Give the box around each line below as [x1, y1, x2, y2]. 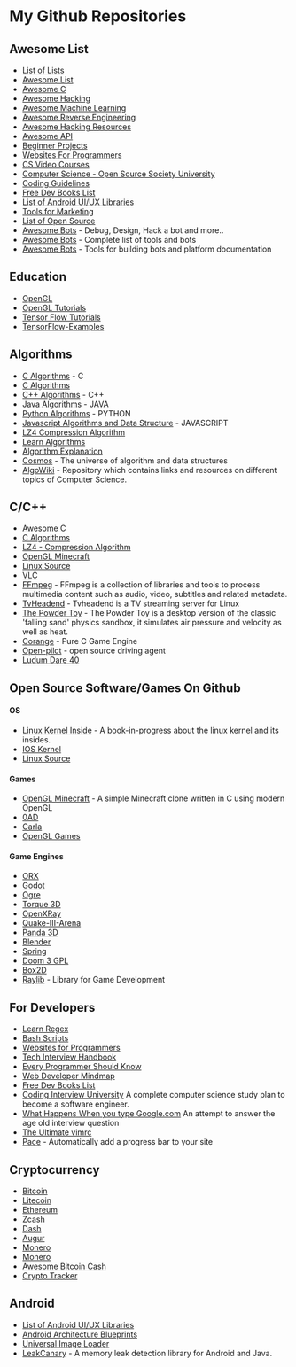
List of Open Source [21, 215, 96, 226]
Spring [21, 946, 47, 957]
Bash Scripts [21, 1033, 69, 1044]
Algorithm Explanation [21, 446, 104, 456]
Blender [21, 936, 51, 947]
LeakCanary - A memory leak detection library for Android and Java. [21, 1348, 273, 1358]
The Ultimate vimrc [21, 1127, 92, 1138]
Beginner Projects [21, 140, 88, 151]
